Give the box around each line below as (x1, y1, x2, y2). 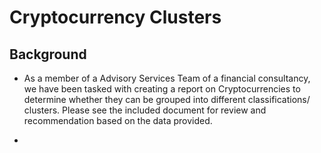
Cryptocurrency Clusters (9, 6, 222, 29)
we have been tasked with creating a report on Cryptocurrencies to (23, 83, 301, 95)
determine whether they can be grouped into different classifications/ (23, 94, 311, 105)
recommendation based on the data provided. (23, 115, 213, 126)
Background (9, 46, 87, 63)
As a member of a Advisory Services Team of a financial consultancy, (23, 72, 311, 84)
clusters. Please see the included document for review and (23, 104, 267, 116)
